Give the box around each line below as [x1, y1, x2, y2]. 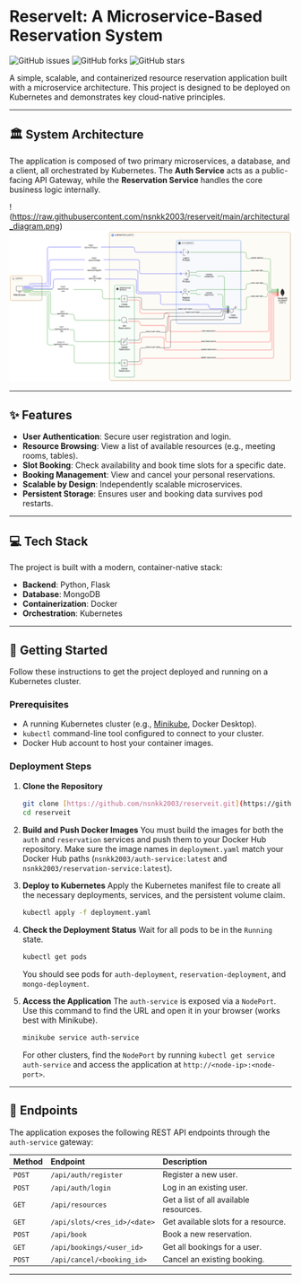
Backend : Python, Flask [21, 579, 111, 590]
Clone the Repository [21, 780, 103, 791]
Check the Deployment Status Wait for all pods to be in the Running [21, 925, 273, 936]
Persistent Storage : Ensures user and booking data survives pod [21, 488, 263, 499]
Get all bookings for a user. [162, 1241, 262, 1252]
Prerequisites [9, 698, 69, 710]
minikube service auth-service [21, 1033, 140, 1042]
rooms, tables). [21, 451, 79, 462]
